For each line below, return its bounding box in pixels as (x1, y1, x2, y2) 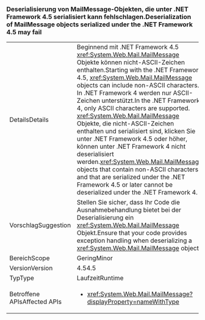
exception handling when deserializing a (76, 236, 192, 245)
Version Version (9, 264, 53, 272)
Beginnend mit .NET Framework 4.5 (76, 43, 179, 51)
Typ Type (9, 274, 35, 283)
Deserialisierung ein (76, 214, 134, 222)
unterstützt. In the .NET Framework (101, 97, 200, 105)
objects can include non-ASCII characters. (76, 81, 200, 90)
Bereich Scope (9, 254, 50, 262)
